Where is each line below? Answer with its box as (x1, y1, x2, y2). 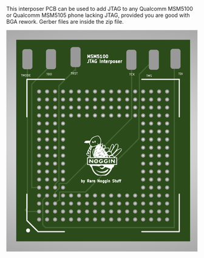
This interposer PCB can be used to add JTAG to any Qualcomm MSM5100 (6, 5, 193, 12)
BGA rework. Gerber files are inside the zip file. (6, 18, 124, 25)
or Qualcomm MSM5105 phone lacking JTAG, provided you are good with (6, 12, 190, 19)
